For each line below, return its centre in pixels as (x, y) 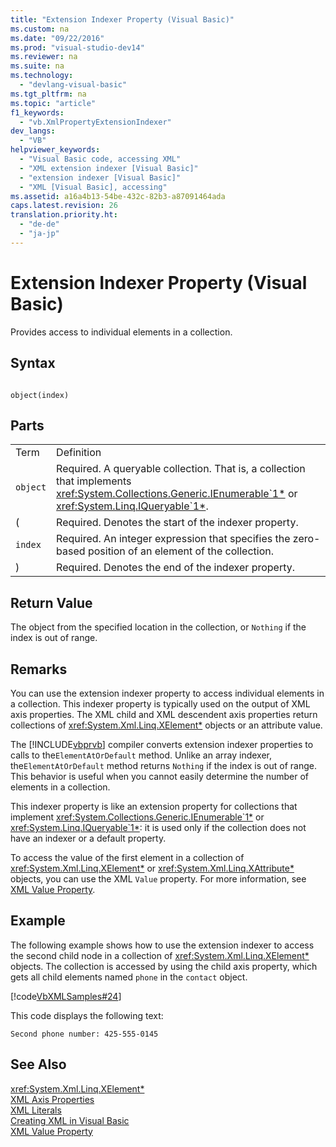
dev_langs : (33, 131)
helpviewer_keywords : (55, 150)
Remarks (39, 669)
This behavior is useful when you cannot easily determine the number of (160, 776)
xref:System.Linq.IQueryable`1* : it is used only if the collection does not (158, 827)
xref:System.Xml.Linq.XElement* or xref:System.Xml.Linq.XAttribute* (152, 868)
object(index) (40, 395)
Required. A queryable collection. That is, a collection (181, 469)
